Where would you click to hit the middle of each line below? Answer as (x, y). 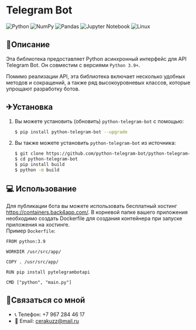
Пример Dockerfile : (31, 231)
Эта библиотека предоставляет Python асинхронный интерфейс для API (97, 58)
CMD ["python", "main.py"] (39, 282)
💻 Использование (42, 189)
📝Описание (28, 45)
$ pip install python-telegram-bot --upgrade (71, 132)
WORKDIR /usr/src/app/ (34, 252)
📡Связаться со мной (46, 301)
